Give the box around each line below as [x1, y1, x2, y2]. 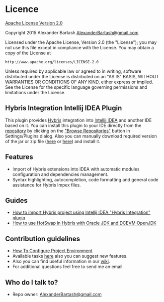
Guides [5, 196, 28, 205]
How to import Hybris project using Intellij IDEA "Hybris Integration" [12, 209, 151, 215]
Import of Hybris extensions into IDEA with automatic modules [12, 166, 140, 172]
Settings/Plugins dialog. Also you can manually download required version [5, 133, 158, 139]
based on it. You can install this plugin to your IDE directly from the [5, 122, 142, 128]
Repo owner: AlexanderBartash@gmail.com [12, 292, 102, 297]
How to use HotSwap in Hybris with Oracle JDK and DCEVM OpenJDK [12, 220, 157, 226]
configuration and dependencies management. [12, 171, 109, 177]
